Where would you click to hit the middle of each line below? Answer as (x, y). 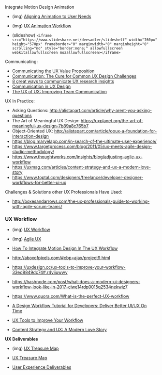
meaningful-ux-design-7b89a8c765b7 (50, 126)
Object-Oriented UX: (32, 131)
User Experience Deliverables (42, 367)
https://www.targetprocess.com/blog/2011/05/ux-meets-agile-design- (82, 147)
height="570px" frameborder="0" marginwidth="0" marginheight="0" (80, 44)
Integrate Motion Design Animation (40, 7)
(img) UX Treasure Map (35, 348)
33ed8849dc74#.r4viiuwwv (40, 272)
